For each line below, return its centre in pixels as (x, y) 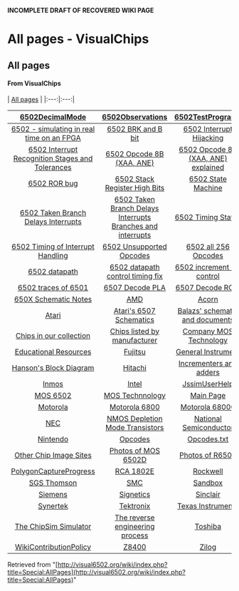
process (134, 535)
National (208, 418)
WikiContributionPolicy (53, 547)
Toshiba (208, 526)
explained (208, 167)
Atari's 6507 (135, 311)
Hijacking (208, 138)
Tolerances (53, 167)
